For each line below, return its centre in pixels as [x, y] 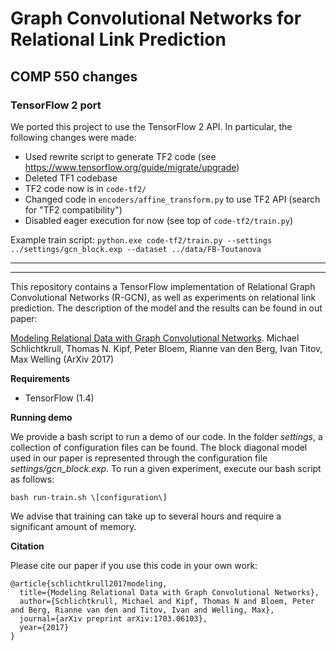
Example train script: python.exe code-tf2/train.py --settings [141, 239]
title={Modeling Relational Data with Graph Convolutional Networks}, [169, 592]
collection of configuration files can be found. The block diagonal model [159, 447]
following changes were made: [73, 137]
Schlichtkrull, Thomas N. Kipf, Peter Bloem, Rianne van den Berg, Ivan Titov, [166, 348]
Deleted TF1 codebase [71, 178]
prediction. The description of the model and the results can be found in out [166, 308]
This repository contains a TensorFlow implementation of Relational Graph [163, 286]
